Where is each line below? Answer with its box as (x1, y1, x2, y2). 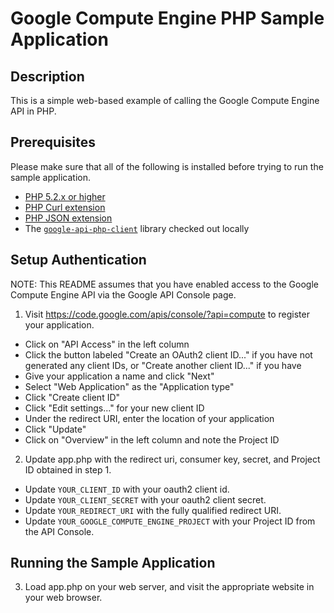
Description (10, 68, 85, 85)
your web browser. (24, 592, 103, 604)
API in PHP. (10, 105, 57, 117)
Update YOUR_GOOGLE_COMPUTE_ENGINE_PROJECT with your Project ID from (24, 515, 316, 527)
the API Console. (24, 525, 95, 537)
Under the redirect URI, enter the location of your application (24, 412, 275, 424)
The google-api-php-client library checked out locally (24, 222, 250, 234)
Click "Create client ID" (24, 391, 121, 403)
